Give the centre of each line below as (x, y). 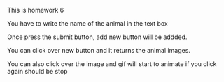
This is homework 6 (36, 10)
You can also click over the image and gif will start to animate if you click (112, 64)
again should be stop (37, 71)
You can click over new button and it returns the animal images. (99, 50)
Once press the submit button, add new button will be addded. (97, 37)
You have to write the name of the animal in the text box (87, 23)
